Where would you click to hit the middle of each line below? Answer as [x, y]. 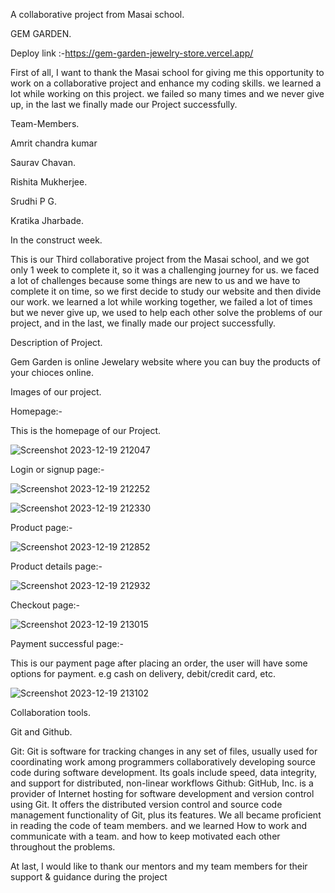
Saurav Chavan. [43, 162]
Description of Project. [56, 342]
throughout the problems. [63, 847]
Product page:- [41, 527]
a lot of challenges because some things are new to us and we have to [155, 280]
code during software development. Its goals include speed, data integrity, [163, 772]
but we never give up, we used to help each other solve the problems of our [166, 312]
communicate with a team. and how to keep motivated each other [145, 836]
